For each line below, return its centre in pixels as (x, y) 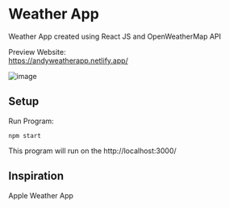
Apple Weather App (41, 195)
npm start (25, 135)
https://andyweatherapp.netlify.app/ (69, 60)
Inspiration (36, 176)
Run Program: (31, 121)
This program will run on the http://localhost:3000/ (93, 151)
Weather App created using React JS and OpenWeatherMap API (115, 36)
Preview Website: (37, 52)
